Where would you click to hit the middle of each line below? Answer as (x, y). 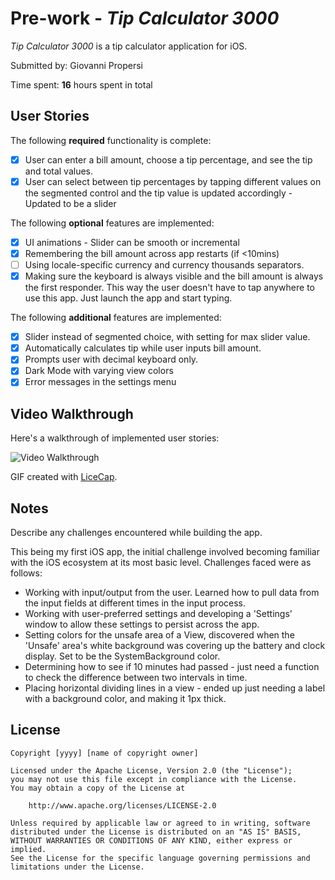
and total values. (59, 171)
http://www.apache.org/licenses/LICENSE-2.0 (122, 805)
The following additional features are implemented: (116, 318)
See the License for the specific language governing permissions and (160, 858)
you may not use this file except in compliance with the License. (154, 779)
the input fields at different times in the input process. (135, 603)
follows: (26, 573)
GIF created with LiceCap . (64, 477)
